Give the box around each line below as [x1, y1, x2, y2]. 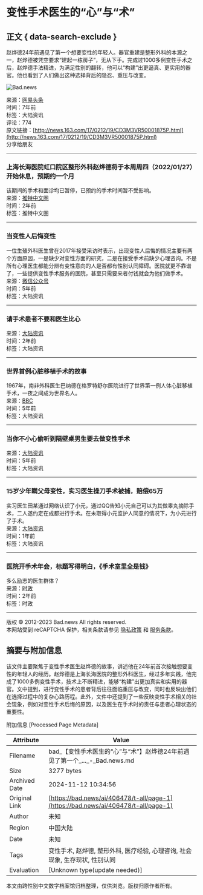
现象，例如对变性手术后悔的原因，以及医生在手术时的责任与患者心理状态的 [11, 700, 197, 708]
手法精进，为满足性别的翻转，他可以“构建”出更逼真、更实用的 [32, 64, 186, 71]
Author [9, 812, 29, 820]
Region [9, 823, 30, 831]
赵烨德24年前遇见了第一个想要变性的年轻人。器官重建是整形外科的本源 [6, 49, 182, 56]
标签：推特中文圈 [6, 210, 49, 217]
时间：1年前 [6, 532, 35, 540]
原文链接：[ [6, 127, 35, 133]
